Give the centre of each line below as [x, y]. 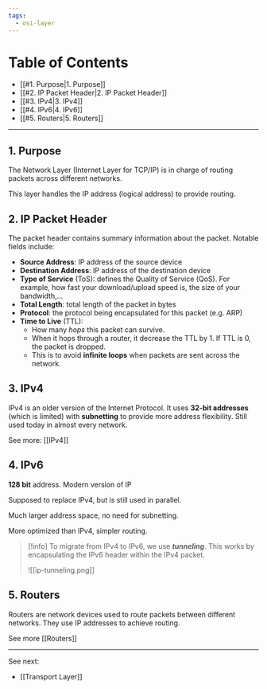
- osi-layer [35, 23]
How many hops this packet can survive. [98, 330]
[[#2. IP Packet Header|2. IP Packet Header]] [93, 93]
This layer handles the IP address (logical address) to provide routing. [122, 194]
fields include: [31, 247]
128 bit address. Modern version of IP [70, 484]
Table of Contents [68, 63]
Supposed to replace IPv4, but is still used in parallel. [95, 499]
